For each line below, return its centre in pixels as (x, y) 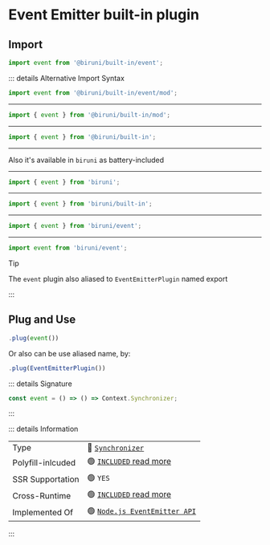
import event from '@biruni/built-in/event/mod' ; (93, 93)
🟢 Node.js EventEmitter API (142, 511)
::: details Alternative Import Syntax (66, 78)
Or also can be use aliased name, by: (70, 353)
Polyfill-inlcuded (44, 462)
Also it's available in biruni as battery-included (86, 160)
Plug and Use (42, 320)
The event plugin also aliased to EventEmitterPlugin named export (118, 279)
